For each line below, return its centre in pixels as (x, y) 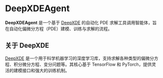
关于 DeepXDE (27, 46)
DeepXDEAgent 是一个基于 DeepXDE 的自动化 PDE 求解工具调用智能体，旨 (81, 22)
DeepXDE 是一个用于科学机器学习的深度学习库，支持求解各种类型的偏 (75, 58)
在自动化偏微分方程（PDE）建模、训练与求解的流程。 (59, 29)
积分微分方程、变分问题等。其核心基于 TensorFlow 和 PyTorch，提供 (82, 64)
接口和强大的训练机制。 (46, 70)
